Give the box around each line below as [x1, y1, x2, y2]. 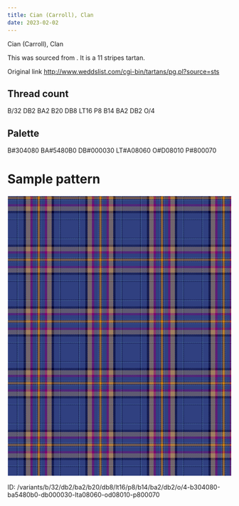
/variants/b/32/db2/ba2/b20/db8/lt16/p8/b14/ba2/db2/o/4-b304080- [16, 483, 221, 492]
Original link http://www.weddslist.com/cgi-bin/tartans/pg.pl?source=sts [7, 67, 220, 76]
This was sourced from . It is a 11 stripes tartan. [7, 53, 146, 62]
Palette [7, 127, 40, 139]
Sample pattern [7, 171, 101, 187]
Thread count [7, 88, 69, 100]
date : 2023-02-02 [7, 19, 59, 26]
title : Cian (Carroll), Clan [7, 11, 94, 19]
